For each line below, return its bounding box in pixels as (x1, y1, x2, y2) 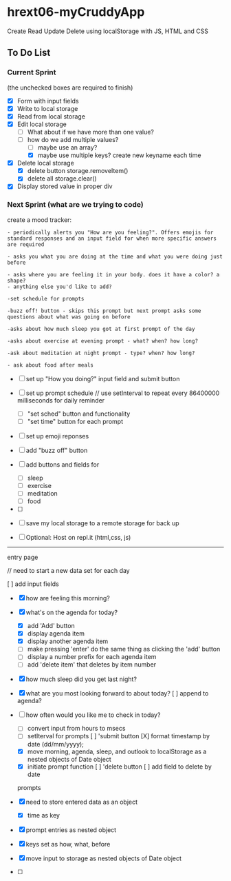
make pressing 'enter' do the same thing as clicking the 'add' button (27, 645, 221, 654)
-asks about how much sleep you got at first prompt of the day (7, 325, 195, 332)
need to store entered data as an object (25, 798, 138, 806)
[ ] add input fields (7, 580, 60, 588)
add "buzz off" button (25, 446, 88, 454)
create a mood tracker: (7, 215, 72, 224)
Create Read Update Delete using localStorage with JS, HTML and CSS (7, 27, 208, 35)
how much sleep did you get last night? (25, 675, 137, 683)
